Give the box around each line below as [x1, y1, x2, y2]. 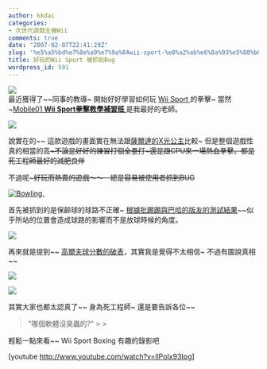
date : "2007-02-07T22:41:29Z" [8, 41, 109, 49]
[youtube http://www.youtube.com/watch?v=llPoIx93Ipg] [8, 352, 195, 361]
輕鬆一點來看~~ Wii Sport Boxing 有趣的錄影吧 [8, 336, 161, 345]
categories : [8, 19, 48, 27]
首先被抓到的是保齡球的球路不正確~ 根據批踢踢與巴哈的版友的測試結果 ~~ [8, 204, 247, 215]
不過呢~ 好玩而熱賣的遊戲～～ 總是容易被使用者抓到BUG [8, 173, 195, 182]
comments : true [8, 33, 59, 42]
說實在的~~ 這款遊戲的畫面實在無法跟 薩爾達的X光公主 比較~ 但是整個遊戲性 [8, 136, 254, 146]
